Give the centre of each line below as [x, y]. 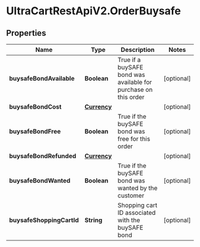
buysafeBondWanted [40, 180]
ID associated [137, 213]
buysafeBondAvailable [42, 78]
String [93, 220]
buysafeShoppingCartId [44, 220]
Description [138, 50]
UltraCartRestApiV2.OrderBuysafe [94, 11]
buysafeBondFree [35, 131]
